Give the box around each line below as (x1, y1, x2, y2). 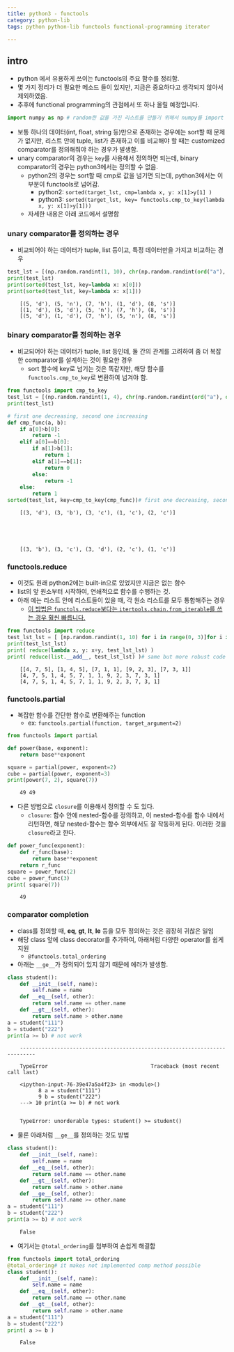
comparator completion (7, 910, 89, 920)
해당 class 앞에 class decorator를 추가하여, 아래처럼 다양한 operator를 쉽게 (17, 935, 224, 943)
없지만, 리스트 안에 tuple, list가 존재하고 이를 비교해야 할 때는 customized (24, 136, 225, 145)
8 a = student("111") (38, 1087, 101, 1094)
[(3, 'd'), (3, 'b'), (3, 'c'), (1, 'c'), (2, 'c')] (19, 510, 176, 517)
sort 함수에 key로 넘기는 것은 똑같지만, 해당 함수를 (27, 365, 165, 373)
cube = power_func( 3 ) (7, 874, 70, 881)
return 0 (44, 464, 70, 471)
